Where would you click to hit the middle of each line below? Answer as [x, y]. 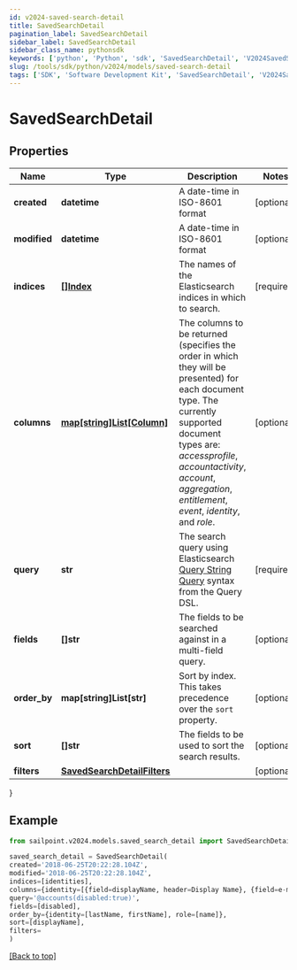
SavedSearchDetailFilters [115, 771]
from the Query [211, 591]
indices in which [212, 297]
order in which [209, 356]
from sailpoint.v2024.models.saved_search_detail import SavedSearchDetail [152, 841]
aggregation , [206, 489]
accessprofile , [209, 455]
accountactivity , [213, 466]
